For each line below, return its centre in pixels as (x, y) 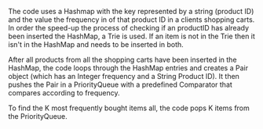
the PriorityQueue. (38, 116)
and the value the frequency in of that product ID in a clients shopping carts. (131, 20)
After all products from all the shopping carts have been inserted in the (122, 59)
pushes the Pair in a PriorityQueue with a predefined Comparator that (121, 84)
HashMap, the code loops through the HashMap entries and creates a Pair (128, 68)
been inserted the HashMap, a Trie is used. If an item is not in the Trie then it (131, 36)
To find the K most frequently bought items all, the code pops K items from (129, 108)
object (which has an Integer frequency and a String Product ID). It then (124, 76)
